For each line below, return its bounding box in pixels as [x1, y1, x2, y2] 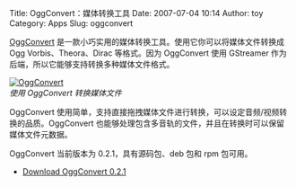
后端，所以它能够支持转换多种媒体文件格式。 [9, 59, 175, 69]
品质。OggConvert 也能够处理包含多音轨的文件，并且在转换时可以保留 [24, 118, 285, 128]
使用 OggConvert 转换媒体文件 [9, 88, 123, 98]
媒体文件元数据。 [9, 129, 73, 139]
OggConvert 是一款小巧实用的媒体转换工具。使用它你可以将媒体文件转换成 [9, 37, 285, 47]
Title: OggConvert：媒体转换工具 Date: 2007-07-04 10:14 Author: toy [9, 8, 264, 18]
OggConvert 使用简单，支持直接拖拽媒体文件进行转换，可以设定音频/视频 [9, 107, 280, 117]
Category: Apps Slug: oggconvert [9, 18, 134, 29]
